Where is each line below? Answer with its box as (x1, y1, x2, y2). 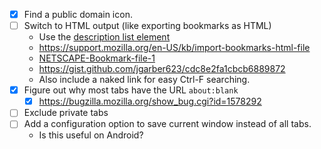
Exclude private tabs (23, 107, 109, 119)
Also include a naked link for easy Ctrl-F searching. (38, 74, 251, 86)
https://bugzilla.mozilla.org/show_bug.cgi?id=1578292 (38, 95, 262, 108)
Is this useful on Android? (38, 129, 144, 141)
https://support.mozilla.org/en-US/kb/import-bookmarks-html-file (38, 42, 311, 54)
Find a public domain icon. (23, 9, 133, 20)
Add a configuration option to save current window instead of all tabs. (23, 118, 312, 130)
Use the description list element (38, 31, 171, 43)
